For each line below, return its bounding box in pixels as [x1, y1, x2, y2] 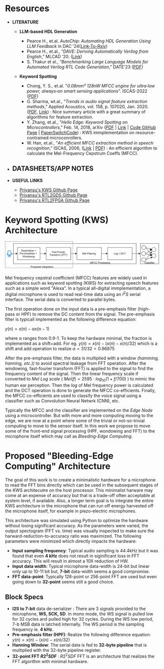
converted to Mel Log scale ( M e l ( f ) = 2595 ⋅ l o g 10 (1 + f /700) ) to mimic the [5, 376, 155, 383]
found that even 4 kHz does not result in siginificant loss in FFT [12, 553, 140, 559]
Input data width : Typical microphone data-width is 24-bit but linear [12, 563, 150, 569]
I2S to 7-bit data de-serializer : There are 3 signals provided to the [12, 606, 146, 612]
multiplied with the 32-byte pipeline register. [12, 648, 102, 653]
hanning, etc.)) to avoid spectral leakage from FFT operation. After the [5, 360, 146, 366]
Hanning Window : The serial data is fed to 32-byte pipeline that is [12, 642, 147, 648]
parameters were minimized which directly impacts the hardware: [5, 538, 137, 544]
